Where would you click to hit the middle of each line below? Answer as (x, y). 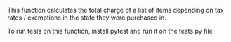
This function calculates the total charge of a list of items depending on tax (116, 10)
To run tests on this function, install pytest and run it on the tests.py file (110, 31)
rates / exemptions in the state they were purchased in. (87, 17)
